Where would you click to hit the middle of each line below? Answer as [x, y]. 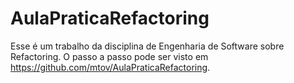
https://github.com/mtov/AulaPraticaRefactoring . [110, 67]
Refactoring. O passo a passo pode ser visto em [109, 56]
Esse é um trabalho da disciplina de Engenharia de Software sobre [147, 46]
